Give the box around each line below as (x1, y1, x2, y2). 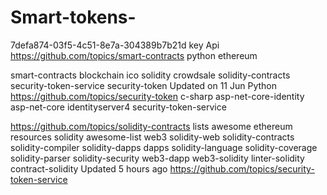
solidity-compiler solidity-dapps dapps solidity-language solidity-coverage (10, 141, 318, 153)
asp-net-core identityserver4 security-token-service (10, 101, 227, 113)
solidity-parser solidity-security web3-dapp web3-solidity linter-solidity (10, 152, 305, 164)
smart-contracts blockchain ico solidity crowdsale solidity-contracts (10, 69, 291, 81)
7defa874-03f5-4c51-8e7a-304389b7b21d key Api (10, 39, 220, 51)
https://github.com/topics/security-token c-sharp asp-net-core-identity (10, 90, 305, 102)
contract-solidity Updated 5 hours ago (10, 162, 168, 175)
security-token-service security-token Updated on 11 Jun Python (10, 79, 278, 91)
